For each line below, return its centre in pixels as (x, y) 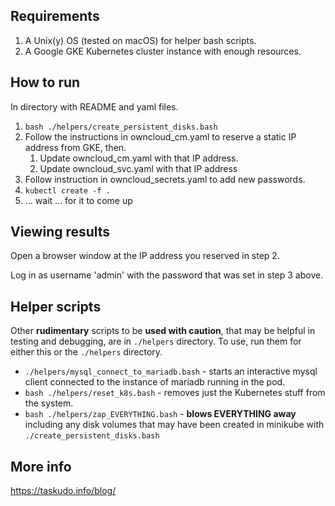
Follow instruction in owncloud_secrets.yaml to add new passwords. (165, 179)
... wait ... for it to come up (78, 200)
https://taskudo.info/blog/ (63, 491)
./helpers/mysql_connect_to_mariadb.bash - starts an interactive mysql (171, 371)
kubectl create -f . (67, 190)
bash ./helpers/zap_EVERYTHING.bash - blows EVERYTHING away (160, 414)
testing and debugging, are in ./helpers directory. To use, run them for (156, 341)
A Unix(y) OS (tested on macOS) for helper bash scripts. (140, 40)
